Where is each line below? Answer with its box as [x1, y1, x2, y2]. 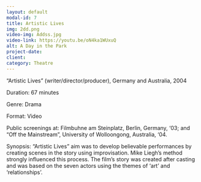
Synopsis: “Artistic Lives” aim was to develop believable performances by [6, 142, 192, 150]
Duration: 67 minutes [6, 89, 59, 96]
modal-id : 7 [6, 15, 37, 21]
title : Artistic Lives [6, 20, 64, 26]
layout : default [6, 9, 48, 15]
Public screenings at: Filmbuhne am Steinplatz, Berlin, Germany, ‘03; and [6, 124, 191, 131]
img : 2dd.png [6, 26, 40, 32]
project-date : [6, 49, 43, 55]
